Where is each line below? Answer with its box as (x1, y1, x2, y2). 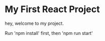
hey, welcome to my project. (5, 20, 64, 26)
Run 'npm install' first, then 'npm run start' (5, 30, 93, 36)
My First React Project (5, 4, 100, 15)
